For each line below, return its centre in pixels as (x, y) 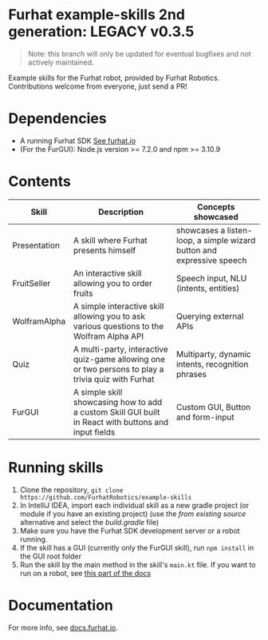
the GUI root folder (51, 556)
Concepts (216, 207)
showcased (216, 217)
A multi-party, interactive (121, 349)
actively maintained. (61, 62)
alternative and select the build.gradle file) (89, 522)
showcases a (201, 230)
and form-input (205, 417)
